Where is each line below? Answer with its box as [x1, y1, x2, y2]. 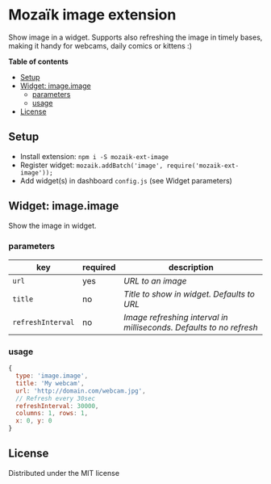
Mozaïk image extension [8, 6, 177, 24]
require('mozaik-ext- [166, 162, 240, 170]
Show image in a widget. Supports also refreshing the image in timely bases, [8, 32, 263, 42]
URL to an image [123, 275, 187, 286]
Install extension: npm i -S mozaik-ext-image [19, 151, 169, 161]
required [81, 261, 116, 272]
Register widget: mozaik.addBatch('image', [19, 160, 164, 170]
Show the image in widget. [8, 221, 97, 230]
